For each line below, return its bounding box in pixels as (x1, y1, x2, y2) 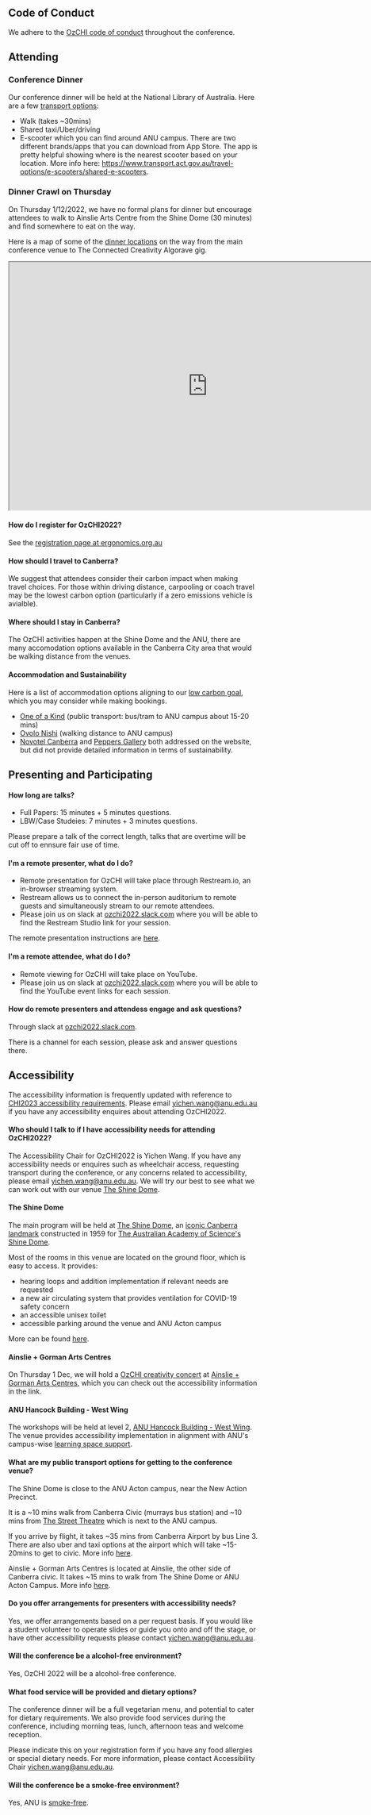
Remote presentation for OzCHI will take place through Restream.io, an (19, 876, 251, 886)
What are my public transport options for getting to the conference (8, 1458, 233, 1467)
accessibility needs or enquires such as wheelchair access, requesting (8, 1159, 239, 1169)
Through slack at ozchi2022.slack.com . (8, 1021, 137, 1031)
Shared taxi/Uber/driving (19, 125, 101, 134)
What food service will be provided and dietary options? (8, 1686, 197, 1697)
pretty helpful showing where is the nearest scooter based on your (19, 150, 238, 160)
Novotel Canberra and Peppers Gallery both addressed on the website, (19, 736, 252, 746)
